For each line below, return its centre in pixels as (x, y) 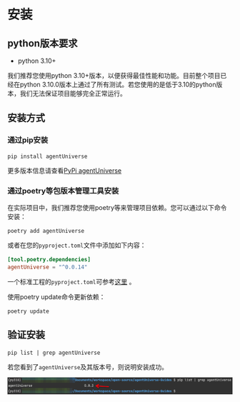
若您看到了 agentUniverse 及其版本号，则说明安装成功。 (88, 367)
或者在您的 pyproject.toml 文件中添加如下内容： (77, 245)
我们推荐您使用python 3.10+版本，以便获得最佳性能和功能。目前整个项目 (114, 75)
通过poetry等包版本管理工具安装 (63, 191)
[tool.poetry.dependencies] (49, 259)
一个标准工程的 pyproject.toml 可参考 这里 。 (71, 281)
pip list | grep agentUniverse (54, 353)
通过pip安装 (28, 140)
